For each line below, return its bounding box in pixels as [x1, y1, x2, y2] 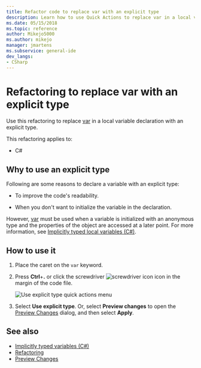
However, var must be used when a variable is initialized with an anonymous [6, 216, 194, 223]
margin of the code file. [14, 280, 73, 287]
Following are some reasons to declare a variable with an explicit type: [6, 181, 179, 188]
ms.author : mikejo [6, 37, 52, 43]
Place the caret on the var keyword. [14, 262, 103, 269]
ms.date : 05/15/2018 [6, 20, 58, 26]
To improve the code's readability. [14, 192, 99, 199]
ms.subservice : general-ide [6, 48, 77, 54]
